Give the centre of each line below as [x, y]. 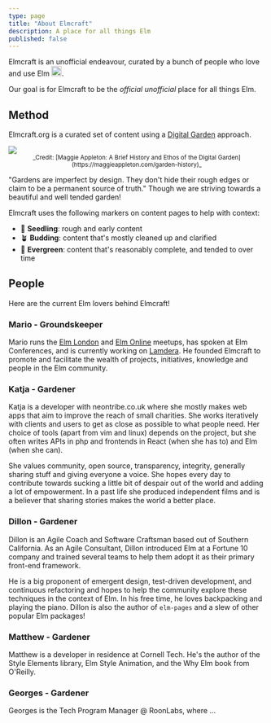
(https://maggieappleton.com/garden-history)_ [137, 165]
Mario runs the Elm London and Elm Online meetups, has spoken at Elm [128, 342]
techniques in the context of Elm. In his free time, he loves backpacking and [135, 598]
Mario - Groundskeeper [56, 324]
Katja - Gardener [42, 389]
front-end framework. [45, 565]
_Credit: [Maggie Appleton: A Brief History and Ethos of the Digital [125, 158]
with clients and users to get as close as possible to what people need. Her [134, 424]
